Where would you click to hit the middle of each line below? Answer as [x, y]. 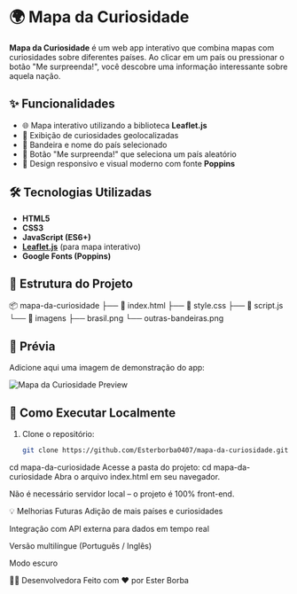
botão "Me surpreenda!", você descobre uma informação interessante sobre [148, 66]
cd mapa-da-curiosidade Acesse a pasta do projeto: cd [110, 467]
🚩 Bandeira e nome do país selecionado [94, 145]
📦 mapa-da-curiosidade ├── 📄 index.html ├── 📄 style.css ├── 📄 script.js [146, 306]
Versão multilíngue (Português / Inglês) [81, 545]
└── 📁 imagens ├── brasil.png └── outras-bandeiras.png [117, 318]
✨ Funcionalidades [62, 104]
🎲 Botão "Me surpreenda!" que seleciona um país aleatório [129, 154]
